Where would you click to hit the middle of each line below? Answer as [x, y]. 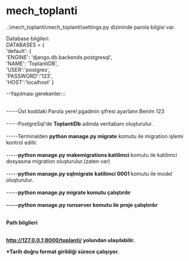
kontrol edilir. [22, 142]
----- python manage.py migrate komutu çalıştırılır [69, 192]
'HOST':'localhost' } [30, 82]
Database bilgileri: [28, 38]
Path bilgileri [22, 222]
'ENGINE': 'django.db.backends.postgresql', [59, 57]
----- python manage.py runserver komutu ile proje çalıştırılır [82, 205]
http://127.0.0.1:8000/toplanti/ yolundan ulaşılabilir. [71, 240]
